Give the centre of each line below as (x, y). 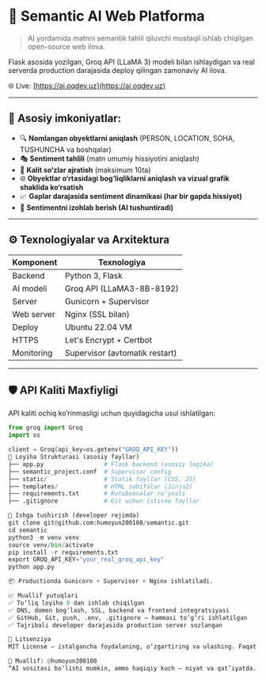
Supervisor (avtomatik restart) (121, 353)
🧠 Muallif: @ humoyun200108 (53, 661)
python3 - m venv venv (44, 537)
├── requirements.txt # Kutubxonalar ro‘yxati (97, 494)
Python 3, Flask (93, 275)
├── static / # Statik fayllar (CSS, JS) (102, 479)
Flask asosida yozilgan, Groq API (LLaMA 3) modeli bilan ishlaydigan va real (131, 62)
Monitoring (32, 353)
